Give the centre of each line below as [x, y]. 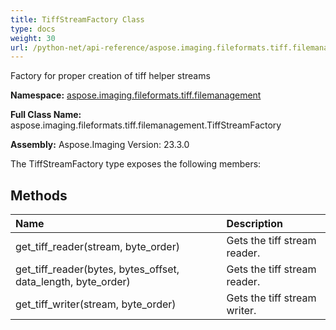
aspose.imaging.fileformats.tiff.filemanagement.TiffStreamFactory [146, 125]
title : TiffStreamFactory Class [77, 19]
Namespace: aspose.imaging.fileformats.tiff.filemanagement [136, 95]
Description [254, 224]
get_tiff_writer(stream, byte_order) [96, 304]
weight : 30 [33, 38]
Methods [39, 195]
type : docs [33, 29]
